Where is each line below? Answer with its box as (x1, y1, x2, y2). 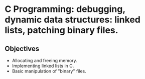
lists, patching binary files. (5, 25, 118, 36)
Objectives (5, 44, 40, 53)
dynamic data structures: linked (5, 14, 141, 25)
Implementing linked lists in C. (12, 63, 74, 69)
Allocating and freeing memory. (12, 58, 77, 63)
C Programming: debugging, (5, 3, 126, 15)
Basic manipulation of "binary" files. (12, 68, 86, 74)
